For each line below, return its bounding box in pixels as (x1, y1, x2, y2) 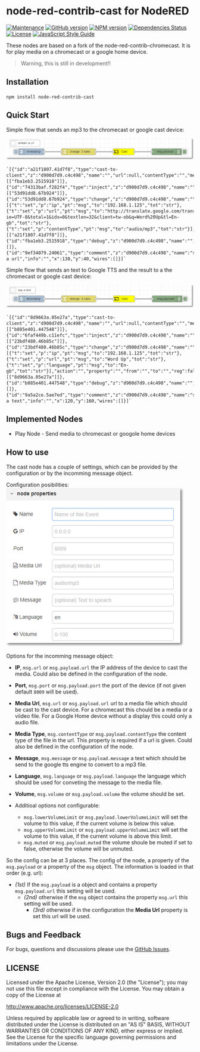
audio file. (14, 718, 40, 726)
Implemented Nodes (6, 414, 83, 424)
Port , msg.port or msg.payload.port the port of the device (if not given (14, 681, 186, 689)
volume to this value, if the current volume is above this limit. (23, 832, 173, 840)
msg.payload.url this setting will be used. (14, 887, 116, 894)
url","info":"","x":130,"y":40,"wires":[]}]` (11, 255, 127, 262)
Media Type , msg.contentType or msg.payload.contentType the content (14, 730, 186, 738)
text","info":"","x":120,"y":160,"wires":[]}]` (11, 398, 132, 404)
